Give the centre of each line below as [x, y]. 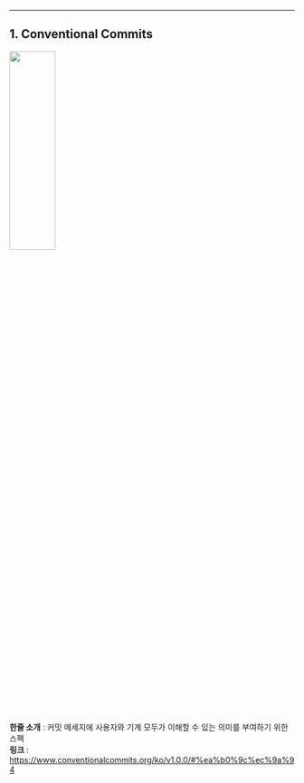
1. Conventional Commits [81, 34]
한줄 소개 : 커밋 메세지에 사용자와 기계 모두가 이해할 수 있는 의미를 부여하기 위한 [149, 727]
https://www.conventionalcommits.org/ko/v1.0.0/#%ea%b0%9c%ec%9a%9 [152, 759]
